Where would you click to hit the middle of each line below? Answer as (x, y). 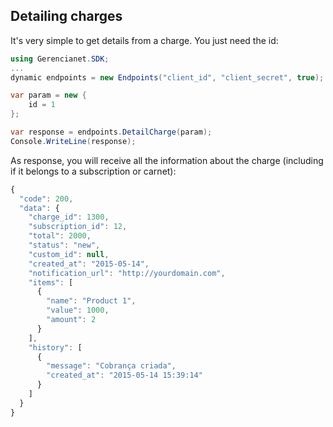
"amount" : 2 (71, 320)
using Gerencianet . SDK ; (60, 59)
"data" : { (39, 208)
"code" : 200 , (46, 199)
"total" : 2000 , (60, 236)
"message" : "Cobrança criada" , (111, 366)
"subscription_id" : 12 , (78, 227)
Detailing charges (66, 16)
